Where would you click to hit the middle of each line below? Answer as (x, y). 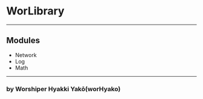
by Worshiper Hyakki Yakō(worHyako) (63, 89)
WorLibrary (35, 11)
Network (26, 55)
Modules (23, 40)
